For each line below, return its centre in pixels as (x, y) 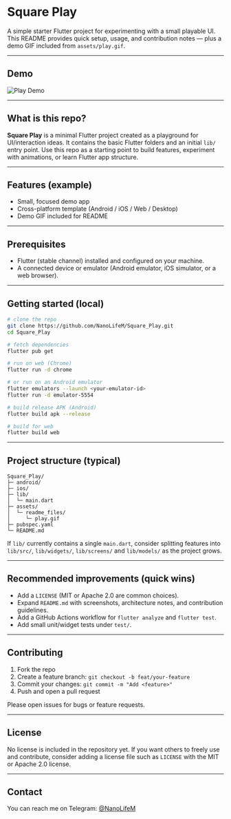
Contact (25, 792)
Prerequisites (36, 244)
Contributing (35, 653)
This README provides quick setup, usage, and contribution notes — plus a (114, 38)
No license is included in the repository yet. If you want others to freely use (113, 749)
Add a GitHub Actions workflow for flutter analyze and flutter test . (117, 617)
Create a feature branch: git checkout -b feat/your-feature (103, 677)
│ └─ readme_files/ (37, 513)
